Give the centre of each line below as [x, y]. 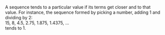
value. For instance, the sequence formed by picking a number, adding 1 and [83, 12]
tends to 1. [16, 28]
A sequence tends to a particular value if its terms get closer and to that [78, 7]
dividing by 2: [19, 17]
